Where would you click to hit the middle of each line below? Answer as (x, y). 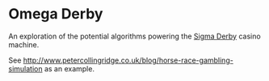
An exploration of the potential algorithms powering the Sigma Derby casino (134, 36)
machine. (24, 44)
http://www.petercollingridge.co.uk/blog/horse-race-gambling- (128, 60)
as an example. (69, 68)
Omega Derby (56, 14)
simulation (25, 68)
